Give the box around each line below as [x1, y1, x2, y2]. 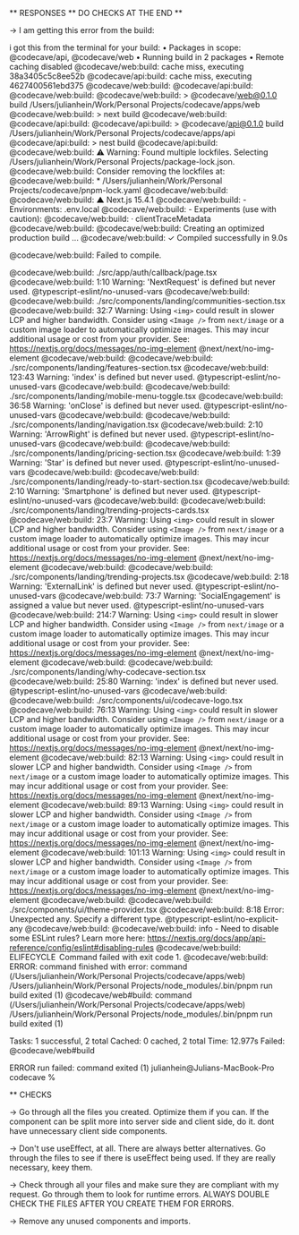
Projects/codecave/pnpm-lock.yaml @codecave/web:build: [9, 185, 228, 195]
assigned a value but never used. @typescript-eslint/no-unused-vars [9, 600, 265, 610]
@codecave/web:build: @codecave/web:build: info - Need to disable [24, 924, 279, 933]
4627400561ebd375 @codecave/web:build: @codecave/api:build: [9, 81, 253, 90]
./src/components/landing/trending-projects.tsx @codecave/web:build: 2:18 [9, 572, 289, 582]
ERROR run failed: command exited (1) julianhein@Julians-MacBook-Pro [9, 1062, 275, 1073]
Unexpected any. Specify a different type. [9, 914, 164, 924]
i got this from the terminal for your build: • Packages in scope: [9, 42, 242, 53]
